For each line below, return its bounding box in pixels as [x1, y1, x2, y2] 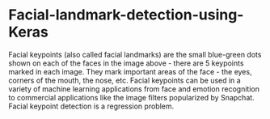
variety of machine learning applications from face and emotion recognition [8, 83, 260, 94]
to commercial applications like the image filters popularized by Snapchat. [8, 92, 255, 102]
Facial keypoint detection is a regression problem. [8, 101, 175, 111]
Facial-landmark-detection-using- [8, 6, 244, 24]
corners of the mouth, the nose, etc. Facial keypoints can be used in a [8, 75, 241, 85]
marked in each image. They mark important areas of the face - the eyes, [8, 66, 252, 76]
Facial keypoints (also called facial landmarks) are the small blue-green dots [8, 49, 262, 59]
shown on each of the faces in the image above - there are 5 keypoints [8, 58, 244, 68]
